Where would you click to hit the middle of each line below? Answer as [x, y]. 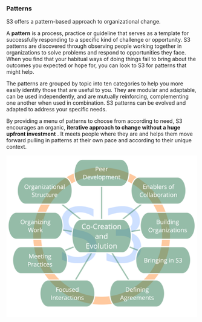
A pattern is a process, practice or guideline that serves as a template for [98, 33]
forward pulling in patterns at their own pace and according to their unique [99, 140]
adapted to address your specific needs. [57, 110]
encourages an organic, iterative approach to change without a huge [93, 128]
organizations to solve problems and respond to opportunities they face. [96, 53]
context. [17, 147]
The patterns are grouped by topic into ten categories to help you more [95, 84]
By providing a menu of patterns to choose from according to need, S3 [94, 121]
